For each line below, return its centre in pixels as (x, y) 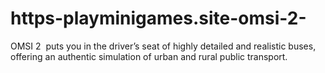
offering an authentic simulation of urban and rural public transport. (149, 56)
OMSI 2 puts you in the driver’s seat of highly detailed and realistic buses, (163, 46)
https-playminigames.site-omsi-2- (158, 18)
